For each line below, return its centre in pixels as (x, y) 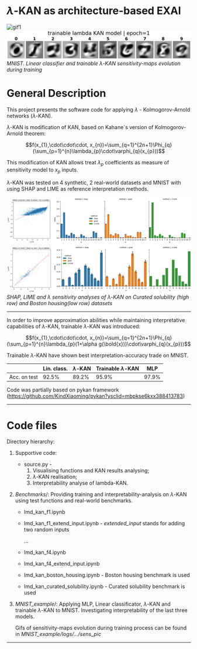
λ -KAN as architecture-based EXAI (94, 11)
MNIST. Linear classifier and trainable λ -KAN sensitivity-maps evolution (94, 63)
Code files (32, 425)
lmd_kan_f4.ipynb (45, 552)
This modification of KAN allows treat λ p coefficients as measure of (88, 163)
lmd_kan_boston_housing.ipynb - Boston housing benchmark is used (107, 575)
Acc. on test (24, 377)
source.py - (38, 464)
